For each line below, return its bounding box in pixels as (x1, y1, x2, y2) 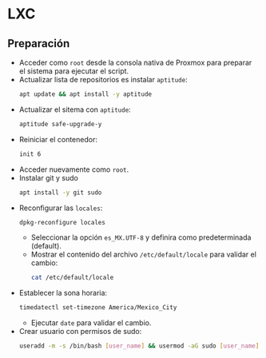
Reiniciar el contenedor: (18, 134, 97, 144)
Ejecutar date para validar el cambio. (30, 318, 153, 328)
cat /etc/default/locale (30, 273, 114, 282)
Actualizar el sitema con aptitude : (18, 105, 131, 114)
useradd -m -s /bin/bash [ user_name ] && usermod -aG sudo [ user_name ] (18, 342, 260, 350)
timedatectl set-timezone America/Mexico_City (18, 304, 177, 312)
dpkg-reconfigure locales (18, 218, 105, 226)
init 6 (18, 149, 42, 158)
